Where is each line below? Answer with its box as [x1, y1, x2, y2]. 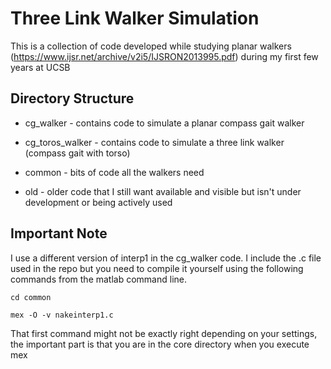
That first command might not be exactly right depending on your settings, [10, 327, 318, 339]
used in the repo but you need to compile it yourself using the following [10, 262, 304, 274]
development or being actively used [24, 196, 173, 208]
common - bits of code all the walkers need [24, 166, 205, 178]
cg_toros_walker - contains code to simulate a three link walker [24, 136, 285, 148]
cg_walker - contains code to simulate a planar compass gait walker [24, 117, 305, 129]
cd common [10, 292, 52, 302]
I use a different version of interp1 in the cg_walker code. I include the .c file [10, 252, 322, 264]
